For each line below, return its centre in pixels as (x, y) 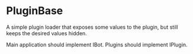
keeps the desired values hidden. (46, 33)
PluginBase (35, 11)
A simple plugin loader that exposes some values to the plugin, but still (92, 27)
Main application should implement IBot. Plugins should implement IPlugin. (97, 45)
